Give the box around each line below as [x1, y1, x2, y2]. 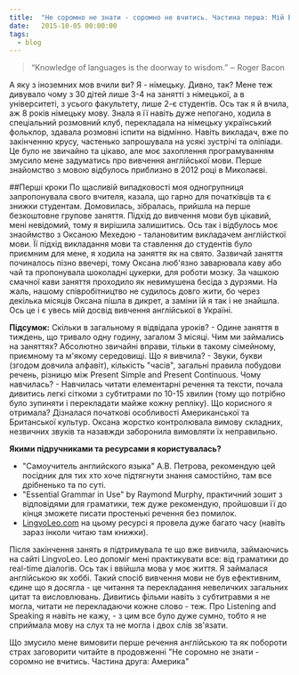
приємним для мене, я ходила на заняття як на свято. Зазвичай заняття [9, 248, 283, 259]
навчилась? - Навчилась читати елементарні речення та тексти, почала [9, 379, 283, 390]
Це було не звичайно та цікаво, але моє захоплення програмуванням [9, 146, 274, 157]
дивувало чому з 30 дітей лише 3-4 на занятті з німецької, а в [9, 89, 245, 100]
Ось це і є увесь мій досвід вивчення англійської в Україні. [9, 305, 233, 316]
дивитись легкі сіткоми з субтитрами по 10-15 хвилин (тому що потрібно [9, 388, 287, 399]
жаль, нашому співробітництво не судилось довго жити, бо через [9, 286, 261, 297]
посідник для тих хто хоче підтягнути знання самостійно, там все [21, 470, 272, 481]
